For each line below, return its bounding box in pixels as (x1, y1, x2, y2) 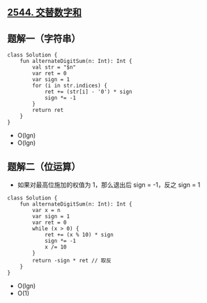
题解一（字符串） (7, 32, 81, 44)
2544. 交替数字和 (7, 6, 82, 19)
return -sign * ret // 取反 (32, 258, 112, 265)
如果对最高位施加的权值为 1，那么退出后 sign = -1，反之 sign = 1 (17, 181, 201, 189)
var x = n (32, 207, 61, 214)
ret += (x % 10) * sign (44, 232, 114, 239)
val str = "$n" (32, 64, 77, 71)
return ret (32, 107, 64, 114)
